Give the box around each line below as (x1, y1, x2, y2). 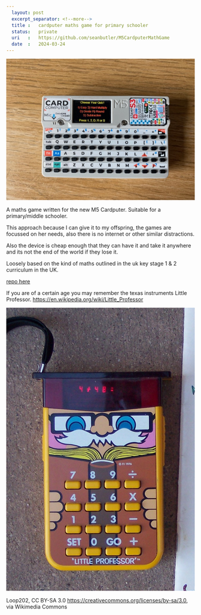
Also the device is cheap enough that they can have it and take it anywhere (6, 242, 191, 249)
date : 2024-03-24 (11, 41, 66, 47)
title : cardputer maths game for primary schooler (11, 22, 148, 28)
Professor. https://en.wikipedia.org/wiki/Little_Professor (6, 296, 144, 303)
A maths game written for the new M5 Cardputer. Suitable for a (6, 206, 162, 213)
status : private (11, 29, 58, 35)
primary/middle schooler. (6, 212, 68, 220)
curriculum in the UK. (6, 266, 59, 273)
